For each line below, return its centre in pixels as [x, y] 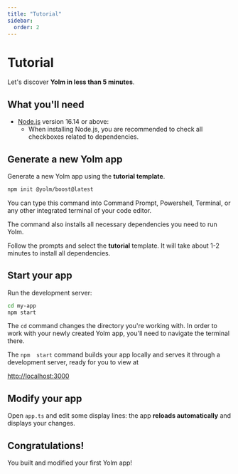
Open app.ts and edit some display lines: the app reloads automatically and [119, 416]
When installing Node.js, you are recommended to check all [115, 130]
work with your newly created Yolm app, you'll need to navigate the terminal [118, 333]
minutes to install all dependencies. [59, 253]
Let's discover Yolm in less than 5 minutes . [71, 82]
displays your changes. [42, 423]
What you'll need [46, 104]
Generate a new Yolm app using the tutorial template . [86, 176]
